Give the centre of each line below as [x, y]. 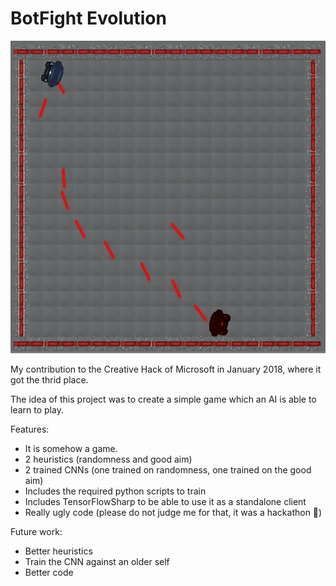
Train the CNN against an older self [97, 561]
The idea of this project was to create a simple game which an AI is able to [163, 399]
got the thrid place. [49, 379]
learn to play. [37, 409]
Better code [49, 572]
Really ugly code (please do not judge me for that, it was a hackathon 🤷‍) [173, 512]
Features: [30, 429]
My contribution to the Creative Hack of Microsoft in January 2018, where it [166, 369]
